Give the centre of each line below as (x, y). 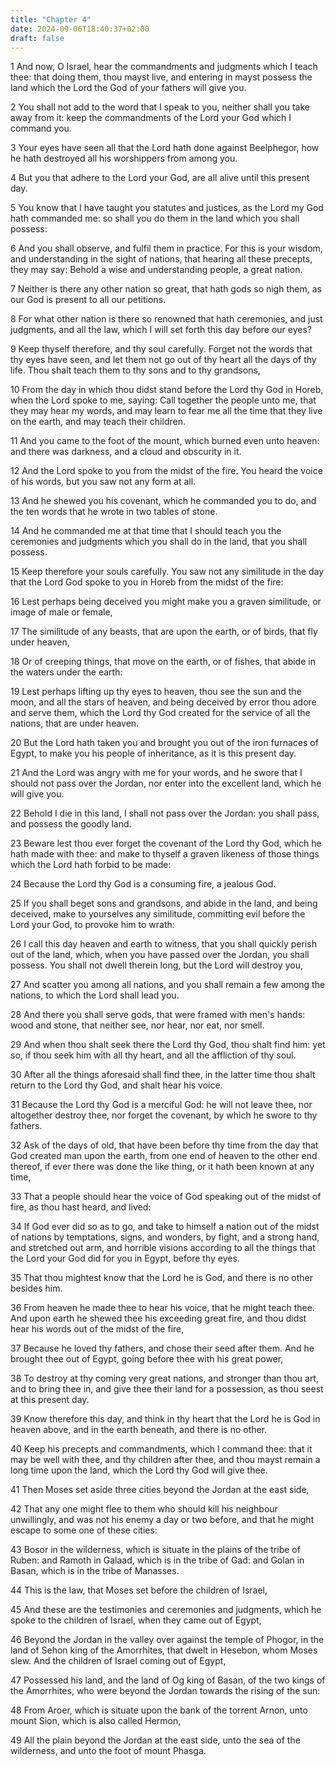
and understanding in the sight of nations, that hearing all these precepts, (161, 259)
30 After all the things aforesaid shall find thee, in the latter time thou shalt (163, 1075)
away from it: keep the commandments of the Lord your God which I (151, 118)
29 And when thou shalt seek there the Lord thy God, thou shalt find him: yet (168, 1045)
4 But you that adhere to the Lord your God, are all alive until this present (160, 178)
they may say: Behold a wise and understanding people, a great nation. (156, 270)
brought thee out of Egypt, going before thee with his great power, (147, 1359)
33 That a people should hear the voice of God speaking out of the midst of (166, 1197)
